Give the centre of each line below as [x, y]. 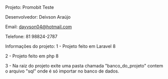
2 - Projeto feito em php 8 [32, 56]
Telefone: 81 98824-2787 [31, 36]
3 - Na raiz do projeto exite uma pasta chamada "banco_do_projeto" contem [84, 66]
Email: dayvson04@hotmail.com [38, 27]
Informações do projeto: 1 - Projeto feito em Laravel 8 [60, 46]
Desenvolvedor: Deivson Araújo [38, 17]
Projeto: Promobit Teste [30, 7]
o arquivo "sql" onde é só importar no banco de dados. [62, 71]
